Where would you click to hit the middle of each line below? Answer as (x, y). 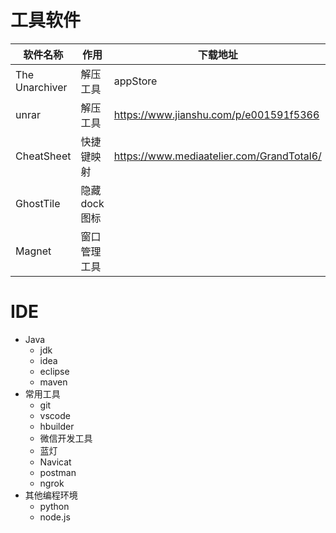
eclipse (54, 371)
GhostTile (38, 203)
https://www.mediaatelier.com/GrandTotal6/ (217, 156)
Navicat (55, 462)
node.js (55, 517)
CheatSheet (43, 156)
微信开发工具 (66, 438)
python (54, 506)
